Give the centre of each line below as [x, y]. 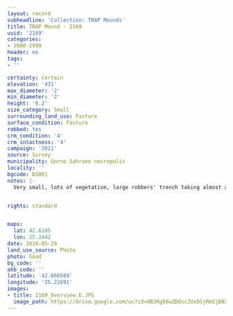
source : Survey [29, 155]
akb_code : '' [26, 270]
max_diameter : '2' [34, 91]
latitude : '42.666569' [40, 276]
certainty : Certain [35, 78]
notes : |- [21, 181]
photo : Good [24, 256]
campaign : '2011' [32, 149]
